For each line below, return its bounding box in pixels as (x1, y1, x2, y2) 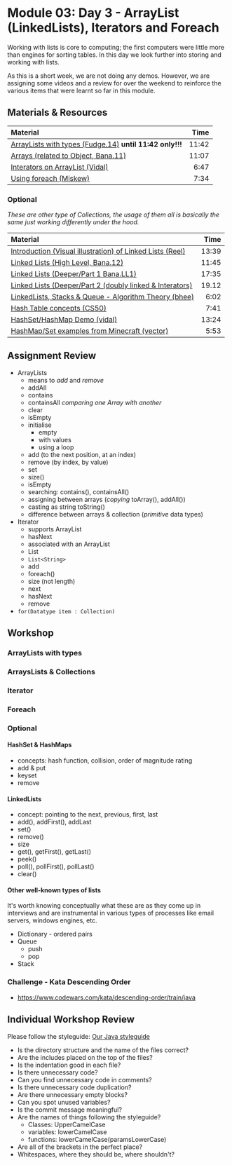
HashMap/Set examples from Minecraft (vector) (11, 326, 169, 336)
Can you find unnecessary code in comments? (17, 1075, 152, 1084)
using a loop (38, 443, 74, 451)
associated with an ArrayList (27, 540, 110, 548)
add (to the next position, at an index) (27, 450, 137, 458)
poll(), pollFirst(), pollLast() (17, 862, 95, 871)
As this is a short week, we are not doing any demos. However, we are (7, 71, 210, 80)
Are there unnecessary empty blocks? (17, 1090, 128, 1098)
